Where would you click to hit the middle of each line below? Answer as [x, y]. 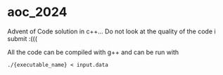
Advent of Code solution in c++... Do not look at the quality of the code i [111, 31]
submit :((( [22, 38]
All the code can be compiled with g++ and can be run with [93, 52]
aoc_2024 [37, 12]
